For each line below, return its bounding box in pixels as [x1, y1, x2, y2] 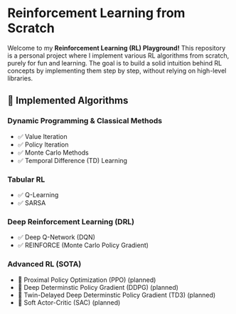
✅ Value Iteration [17, 132, 68, 140]
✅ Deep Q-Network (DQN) [17, 233, 96, 241]
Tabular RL [7, 174, 45, 184]
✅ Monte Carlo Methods [17, 148, 89, 157]
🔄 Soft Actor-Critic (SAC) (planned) [17, 298, 121, 307]
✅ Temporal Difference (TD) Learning [17, 156, 128, 164]
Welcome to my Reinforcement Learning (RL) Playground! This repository [7, 43, 226, 52]
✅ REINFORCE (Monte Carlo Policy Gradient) [17, 241, 149, 250]
